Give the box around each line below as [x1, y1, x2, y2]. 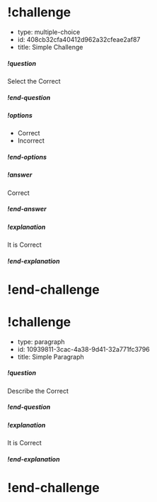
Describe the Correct [7, 386, 69, 395]
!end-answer [7, 205, 47, 213]
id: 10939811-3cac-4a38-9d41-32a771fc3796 [17, 345, 150, 353]
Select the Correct [7, 77, 62, 85]
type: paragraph [17, 338, 65, 346]
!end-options [7, 152, 47, 161]
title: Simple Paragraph [17, 352, 85, 361]
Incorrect [17, 136, 45, 145]
